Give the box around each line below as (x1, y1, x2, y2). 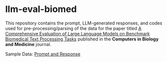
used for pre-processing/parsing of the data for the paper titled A (5, 25, 142, 31)
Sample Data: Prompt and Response (5, 51, 81, 57)
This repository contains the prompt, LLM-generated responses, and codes (5, 20, 162, 26)
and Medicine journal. (5, 41, 52, 47)
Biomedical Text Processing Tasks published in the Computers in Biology (5, 36, 159, 42)
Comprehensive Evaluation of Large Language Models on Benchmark (5, 30, 150, 36)
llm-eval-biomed (5, 3, 77, 15)
